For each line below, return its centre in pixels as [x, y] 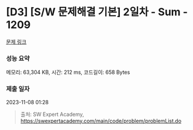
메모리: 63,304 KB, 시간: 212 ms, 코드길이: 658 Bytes [68, 72]
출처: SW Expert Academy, [52, 114]
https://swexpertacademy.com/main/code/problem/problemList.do [101, 121]
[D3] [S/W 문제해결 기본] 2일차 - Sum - [97, 12]
